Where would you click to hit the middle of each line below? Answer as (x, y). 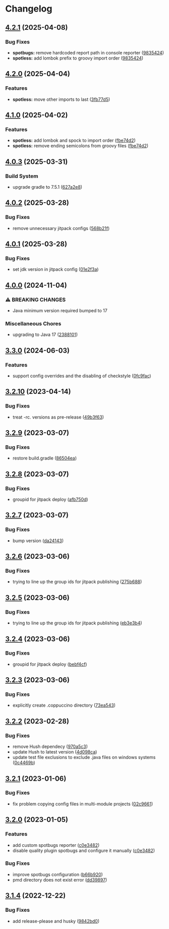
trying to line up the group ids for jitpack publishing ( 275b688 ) (77, 582)
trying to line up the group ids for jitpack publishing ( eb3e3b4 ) (77, 623)
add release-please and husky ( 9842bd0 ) (56, 921)
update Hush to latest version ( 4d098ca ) (55, 752)
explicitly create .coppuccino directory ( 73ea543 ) (64, 705)
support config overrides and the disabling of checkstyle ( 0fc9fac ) (82, 376)
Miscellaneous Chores (33, 323)
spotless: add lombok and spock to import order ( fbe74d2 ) (74, 140)
